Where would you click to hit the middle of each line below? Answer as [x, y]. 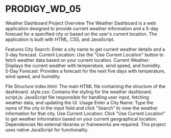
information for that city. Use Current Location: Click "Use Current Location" [86, 113]
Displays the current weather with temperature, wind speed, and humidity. [83, 65]
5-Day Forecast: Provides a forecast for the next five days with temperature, [86, 71]
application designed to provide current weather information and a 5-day [82, 28]
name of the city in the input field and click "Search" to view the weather [82, 108]
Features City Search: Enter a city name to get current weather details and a [85, 49]
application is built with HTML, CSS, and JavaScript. [60, 39]
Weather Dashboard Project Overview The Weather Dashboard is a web [81, 23]
